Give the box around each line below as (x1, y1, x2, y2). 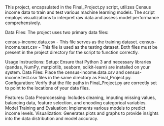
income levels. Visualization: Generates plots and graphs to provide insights (5, 110, 159, 116)
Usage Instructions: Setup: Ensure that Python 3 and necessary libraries (5, 59, 152, 64)
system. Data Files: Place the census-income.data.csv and (5, 69, 124, 75)
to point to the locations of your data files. (5, 85, 90, 91)
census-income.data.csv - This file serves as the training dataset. (5, 39, 139, 45)
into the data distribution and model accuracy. (5, 116, 98, 121)
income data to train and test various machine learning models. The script (5, 9, 155, 15)
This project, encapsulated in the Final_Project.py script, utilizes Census (5, 4, 151, 10)
